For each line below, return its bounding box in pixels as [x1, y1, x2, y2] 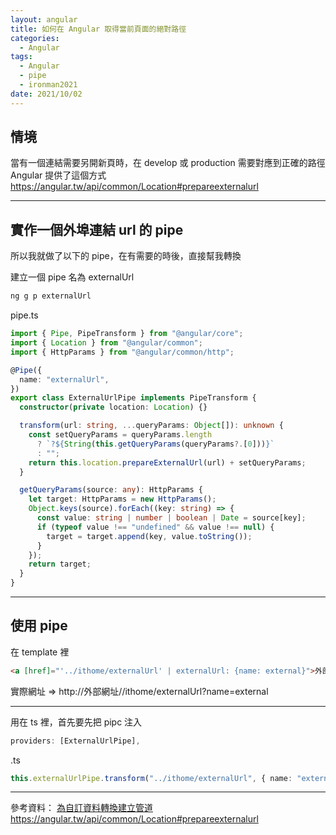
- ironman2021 [19, 80, 78, 90]
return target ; [28, 559, 92, 570]
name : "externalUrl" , [19, 374, 110, 385]
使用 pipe [10, 617, 68, 635]
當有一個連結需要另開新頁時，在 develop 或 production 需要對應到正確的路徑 [10, 157, 326, 169]
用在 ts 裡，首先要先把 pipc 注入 [10, 716, 143, 728]
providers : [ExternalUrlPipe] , [10, 736, 141, 746]
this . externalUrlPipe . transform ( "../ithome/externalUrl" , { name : [10, 773, 293, 783]
